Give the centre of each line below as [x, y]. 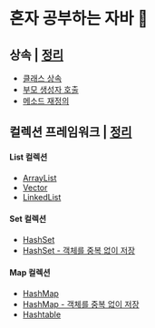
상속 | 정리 [37, 55]
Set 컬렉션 [28, 219]
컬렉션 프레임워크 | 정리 [71, 132]
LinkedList [42, 197]
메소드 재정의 [46, 101]
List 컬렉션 [29, 157]
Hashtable [42, 314]
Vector [35, 188]
